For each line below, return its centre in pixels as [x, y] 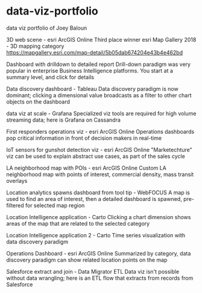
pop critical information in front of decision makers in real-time [84, 138]
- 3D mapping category [35, 46]
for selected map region [55, 205]
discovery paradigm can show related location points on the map [87, 260]
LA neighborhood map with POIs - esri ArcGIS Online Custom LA [87, 168]
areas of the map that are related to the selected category [78, 223]
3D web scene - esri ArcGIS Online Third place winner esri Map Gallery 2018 [101, 39]
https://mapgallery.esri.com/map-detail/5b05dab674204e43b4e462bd [94, 52]
